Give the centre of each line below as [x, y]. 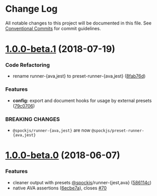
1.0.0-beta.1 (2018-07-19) [60, 49]
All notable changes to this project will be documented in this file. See [78, 23]
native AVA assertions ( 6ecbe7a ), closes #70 [60, 188]
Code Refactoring [28, 65]
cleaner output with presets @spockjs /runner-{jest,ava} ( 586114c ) [82, 182]
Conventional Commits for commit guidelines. [53, 28]
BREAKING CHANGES [33, 119]
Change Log [31, 9]
